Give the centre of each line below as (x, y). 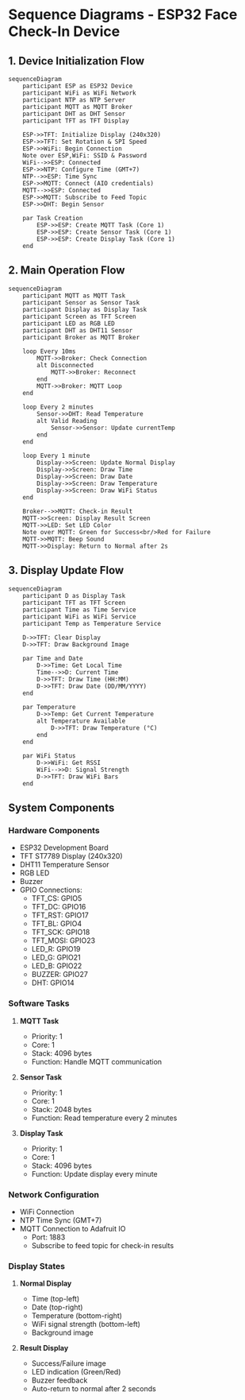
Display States (37, 1266)
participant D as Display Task (74, 595)
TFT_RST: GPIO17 (60, 915)
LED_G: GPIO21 (56, 958)
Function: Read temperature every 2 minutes (104, 1118)
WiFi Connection (47, 1212)
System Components (61, 808)
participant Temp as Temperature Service (92, 623)
